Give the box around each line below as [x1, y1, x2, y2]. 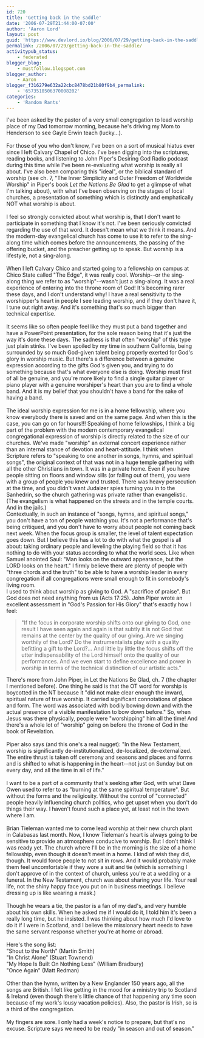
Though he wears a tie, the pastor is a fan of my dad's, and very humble [6, 902, 187, 909]
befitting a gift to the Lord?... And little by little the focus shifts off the [21, 645, 194, 652]
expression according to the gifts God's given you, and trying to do [6, 361, 174, 368]
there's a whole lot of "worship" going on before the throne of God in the [6, 721, 188, 728]
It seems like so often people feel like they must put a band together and [6, 323, 187, 330]
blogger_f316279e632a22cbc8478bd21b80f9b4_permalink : [6, 83, 146, 89]
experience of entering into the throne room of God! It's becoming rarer [6, 284, 185, 291]
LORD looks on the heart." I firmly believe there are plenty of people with [6, 562, 188, 569]
